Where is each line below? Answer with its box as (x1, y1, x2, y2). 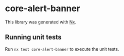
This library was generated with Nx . (5, 19, 76, 25)
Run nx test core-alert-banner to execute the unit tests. (5, 46, 119, 52)
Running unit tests (5, 33, 62, 41)
